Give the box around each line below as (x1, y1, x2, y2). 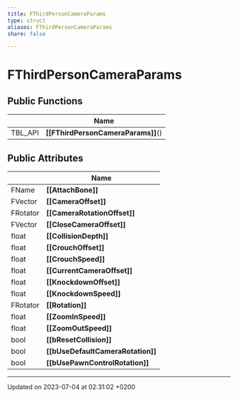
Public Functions (7, 95, 83, 107)
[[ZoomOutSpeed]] (46, 323, 112, 333)
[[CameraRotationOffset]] (46, 208, 135, 218)
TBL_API (11, 128, 39, 138)
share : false (7, 30, 46, 38)
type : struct (7, 17, 46, 24)
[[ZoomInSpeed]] (46, 312, 106, 322)
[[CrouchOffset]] (46, 242, 105, 252)
